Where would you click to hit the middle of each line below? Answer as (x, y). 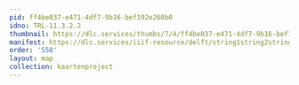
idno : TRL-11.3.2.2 (45, 26)
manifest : (28, 42)
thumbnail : (29, 34)
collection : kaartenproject (61, 67)
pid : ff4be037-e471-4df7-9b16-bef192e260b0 (91, 17)
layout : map (31, 58)
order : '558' (33, 50)
